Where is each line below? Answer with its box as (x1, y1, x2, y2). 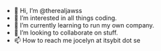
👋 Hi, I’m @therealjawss (13, 7, 83, 14)
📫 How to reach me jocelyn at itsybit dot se (13, 37, 141, 44)
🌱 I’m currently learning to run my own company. (13, 21, 155, 29)
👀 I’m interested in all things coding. (13, 14, 118, 22)
